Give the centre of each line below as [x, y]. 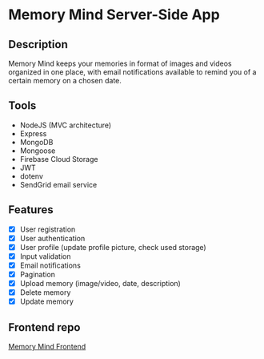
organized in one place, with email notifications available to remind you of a [132, 72]
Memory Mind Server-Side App [114, 15]
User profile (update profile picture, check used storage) [113, 247]
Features [31, 210]
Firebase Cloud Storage [59, 159]
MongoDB [36, 142]
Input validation [45, 256]
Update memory [47, 301]
